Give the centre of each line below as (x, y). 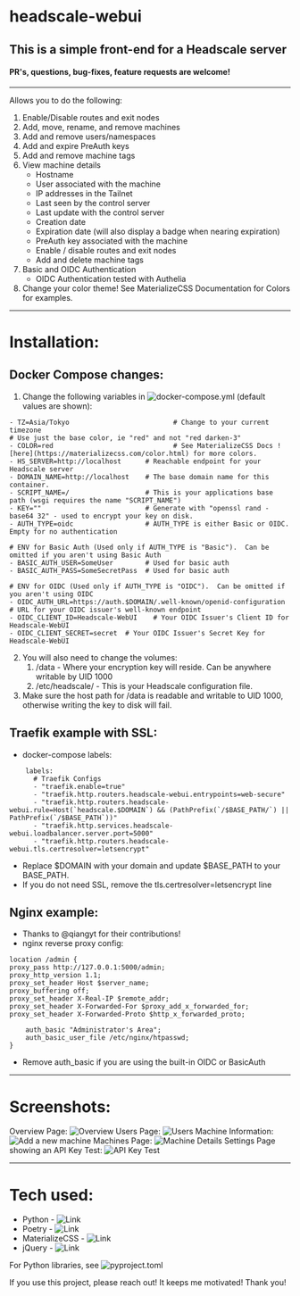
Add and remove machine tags (79, 155)
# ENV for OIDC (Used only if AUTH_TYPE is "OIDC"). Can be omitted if (147, 586)
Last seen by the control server (93, 203)
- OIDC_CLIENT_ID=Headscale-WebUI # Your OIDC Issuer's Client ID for (150, 618)
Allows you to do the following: (66, 100)
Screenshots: (60, 1106)
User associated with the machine (98, 184)
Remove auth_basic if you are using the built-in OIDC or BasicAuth (144, 1062)
